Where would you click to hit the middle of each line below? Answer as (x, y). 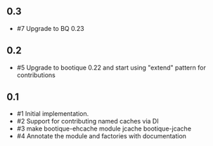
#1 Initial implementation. (53, 114)
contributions (36, 75)
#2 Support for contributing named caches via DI (88, 121)
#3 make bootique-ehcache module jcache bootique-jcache (104, 128)
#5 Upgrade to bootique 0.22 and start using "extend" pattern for (111, 67)
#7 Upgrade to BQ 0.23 (51, 28)
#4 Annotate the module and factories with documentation (102, 136)
